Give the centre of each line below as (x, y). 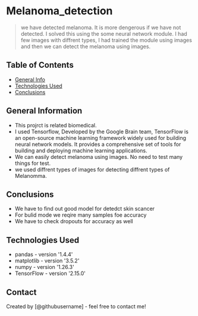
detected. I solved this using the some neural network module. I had (104, 33)
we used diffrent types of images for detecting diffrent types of (92, 169)
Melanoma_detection (59, 11)
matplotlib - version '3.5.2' (47, 261)
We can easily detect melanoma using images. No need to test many (99, 157)
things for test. (33, 163)
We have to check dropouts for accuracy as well (74, 221)
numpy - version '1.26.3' (44, 267)
